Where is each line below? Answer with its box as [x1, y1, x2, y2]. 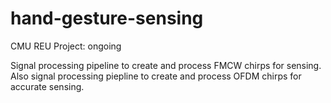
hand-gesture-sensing [10, 7, 204, 30]
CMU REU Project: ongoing [10, 40, 122, 52]
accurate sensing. [10, 80, 85, 92]
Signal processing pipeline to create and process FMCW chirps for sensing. [10, 59, 322, 71]
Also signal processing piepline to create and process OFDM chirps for [10, 70, 302, 82]
